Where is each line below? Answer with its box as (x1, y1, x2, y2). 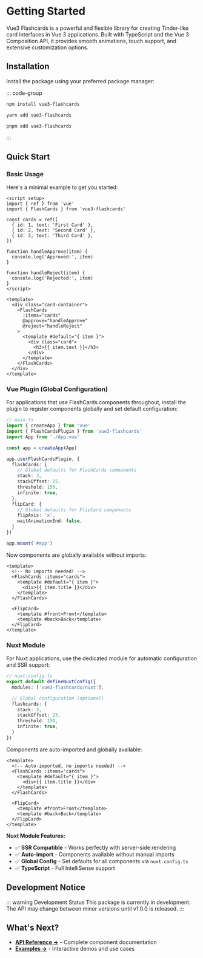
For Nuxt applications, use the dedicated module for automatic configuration (6, 655, 198, 662)
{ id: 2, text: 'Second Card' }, (12, 227, 96, 233)
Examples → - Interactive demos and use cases (15, 945, 135, 953)
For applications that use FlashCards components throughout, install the (6, 399, 187, 406)
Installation (6, 61, 50, 72)
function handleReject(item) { (6, 270, 85, 276)
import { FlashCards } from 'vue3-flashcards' (6, 206, 126, 212)
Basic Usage (6, 170, 44, 178)
